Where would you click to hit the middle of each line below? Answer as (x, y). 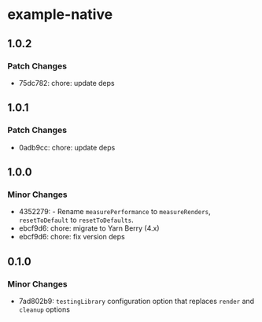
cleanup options (44, 309)
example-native (60, 15)
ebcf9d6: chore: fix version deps (72, 237)
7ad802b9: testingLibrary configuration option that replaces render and (137, 301)
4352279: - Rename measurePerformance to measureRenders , (115, 212)
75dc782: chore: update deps (66, 83)
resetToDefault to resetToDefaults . (76, 220)
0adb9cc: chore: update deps (67, 147)
